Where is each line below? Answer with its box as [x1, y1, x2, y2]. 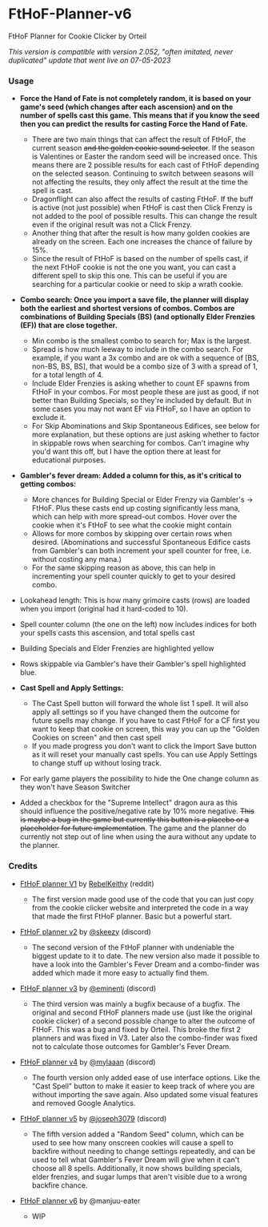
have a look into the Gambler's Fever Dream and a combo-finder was [31, 959, 260, 969]
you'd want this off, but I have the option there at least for [31, 446, 222, 457]
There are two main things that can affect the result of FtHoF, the [31, 135, 246, 144]
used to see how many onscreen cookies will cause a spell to [31, 1137, 234, 1147]
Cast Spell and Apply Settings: [19, 683, 124, 693]
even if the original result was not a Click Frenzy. [31, 220, 193, 229]
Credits [8, 861, 38, 872]
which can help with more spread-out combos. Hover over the [31, 512, 238, 522]
